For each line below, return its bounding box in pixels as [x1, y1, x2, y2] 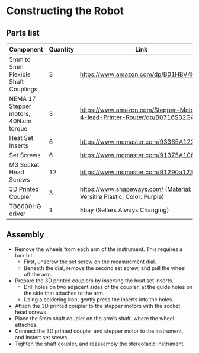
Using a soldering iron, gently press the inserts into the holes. [23, 295, 174, 303]
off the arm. [23, 271, 53, 278]
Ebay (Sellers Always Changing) [79, 206, 169, 214]
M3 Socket [9, 161, 40, 168]
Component [9, 46, 43, 53]
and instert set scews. [14, 333, 69, 341]
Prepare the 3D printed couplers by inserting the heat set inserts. [14, 277, 174, 284]
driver [9, 209, 25, 218]
